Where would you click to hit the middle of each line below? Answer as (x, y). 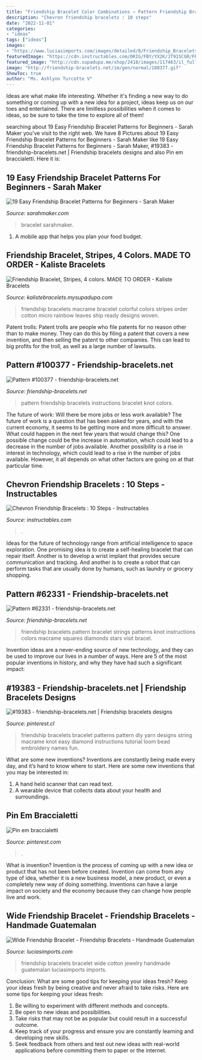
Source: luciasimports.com (40, 951)
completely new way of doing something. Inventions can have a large (92, 884)
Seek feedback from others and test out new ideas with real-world (97, 1044)
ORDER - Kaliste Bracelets (56, 265)
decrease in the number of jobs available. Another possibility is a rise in (95, 446)
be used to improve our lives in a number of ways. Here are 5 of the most (97, 657)
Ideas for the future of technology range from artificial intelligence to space (99, 543)
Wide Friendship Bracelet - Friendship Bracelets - (101, 916)
